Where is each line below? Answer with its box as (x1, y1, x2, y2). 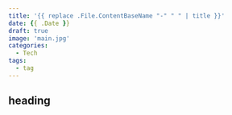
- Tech (15, 49, 38, 57)
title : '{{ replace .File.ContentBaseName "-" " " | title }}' (8, 11, 226, 20)
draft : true (8, 27, 48, 35)
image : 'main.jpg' (8, 34, 70, 43)
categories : (8, 42, 48, 50)
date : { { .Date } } (8, 19, 70, 27)
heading (8, 94, 51, 108)
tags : (8, 57, 27, 65)
